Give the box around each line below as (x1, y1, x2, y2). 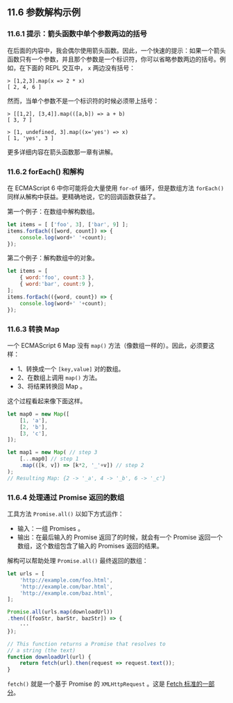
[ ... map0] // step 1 (19, 455, 79, 463)
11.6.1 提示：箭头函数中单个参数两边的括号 (7, 29, 148, 39)
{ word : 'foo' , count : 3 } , (19, 274, 95, 281)
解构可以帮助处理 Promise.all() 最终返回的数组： (7, 556, 148, 564)
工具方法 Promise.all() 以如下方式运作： (7, 509, 124, 518)
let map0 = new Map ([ (7, 410, 70, 418)
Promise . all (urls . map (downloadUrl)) (7, 609, 113, 616)
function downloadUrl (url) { (7, 653, 92, 661)
